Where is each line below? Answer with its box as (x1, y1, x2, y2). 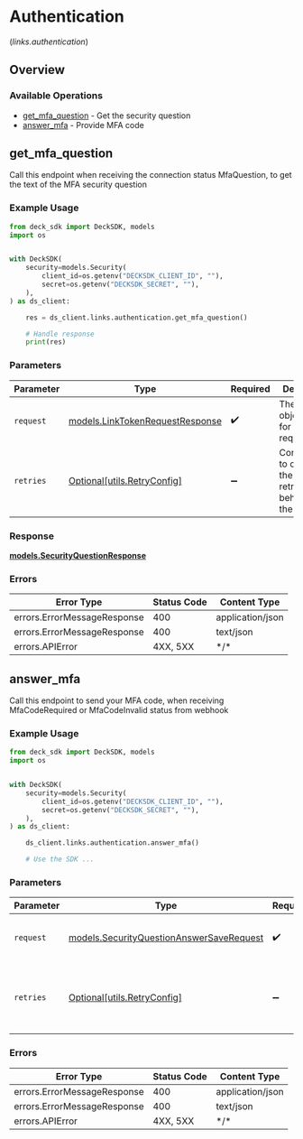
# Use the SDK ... (25, 855, 95, 864)
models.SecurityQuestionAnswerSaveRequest (68, 931, 264, 944)
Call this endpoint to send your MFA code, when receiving (9, 695, 225, 706)
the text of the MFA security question (9, 179, 147, 190)
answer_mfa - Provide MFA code (22, 119, 144, 130)
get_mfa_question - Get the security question (22, 110, 191, 121)
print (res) (25, 338, 67, 347)
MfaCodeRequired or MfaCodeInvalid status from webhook (9, 705, 229, 716)
